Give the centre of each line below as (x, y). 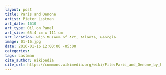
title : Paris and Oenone (31, 14)
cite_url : (15, 65)
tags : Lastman (20, 56)
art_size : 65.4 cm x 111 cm (34, 33)
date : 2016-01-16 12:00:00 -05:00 (41, 46)
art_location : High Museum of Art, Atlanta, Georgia (61, 37)
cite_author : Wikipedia (30, 60)
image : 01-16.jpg (23, 42)
